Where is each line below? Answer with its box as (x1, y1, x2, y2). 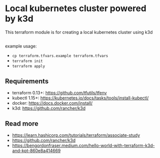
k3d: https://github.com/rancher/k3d (12, 105, 86, 111)
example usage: (5, 43, 37, 49)
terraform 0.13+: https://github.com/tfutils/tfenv (12, 90, 107, 96)
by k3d (5, 13, 34, 24)
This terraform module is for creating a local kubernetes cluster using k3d (5, 29, 153, 35)
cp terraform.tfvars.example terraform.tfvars (12, 54, 108, 59)
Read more (5, 119, 39, 127)
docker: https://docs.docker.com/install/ (12, 100, 93, 106)
